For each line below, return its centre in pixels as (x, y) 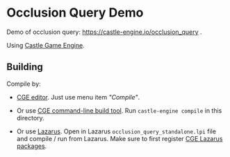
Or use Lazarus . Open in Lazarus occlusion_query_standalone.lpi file (116, 131)
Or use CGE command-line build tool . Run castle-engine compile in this (119, 110)
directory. (30, 118)
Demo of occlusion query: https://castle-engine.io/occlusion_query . (104, 32)
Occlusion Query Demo (75, 13)
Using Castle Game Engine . (46, 45)
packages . (32, 146)
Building (25, 67)
